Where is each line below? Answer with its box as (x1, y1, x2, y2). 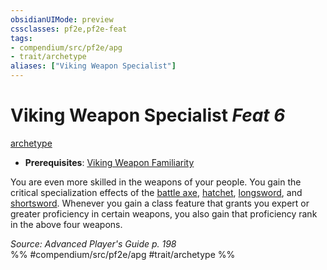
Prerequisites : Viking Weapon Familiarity (24, 156, 195, 168)
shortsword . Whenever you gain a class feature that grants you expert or (10, 197, 310, 209)
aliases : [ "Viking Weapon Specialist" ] (10, 61, 177, 71)
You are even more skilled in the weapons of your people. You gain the (10, 176, 302, 188)
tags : (10, 33, 33, 43)
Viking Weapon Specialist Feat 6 (10, 104, 286, 127)
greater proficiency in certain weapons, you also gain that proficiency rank (10, 207, 318, 220)
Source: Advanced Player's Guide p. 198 (10, 237, 177, 250)
